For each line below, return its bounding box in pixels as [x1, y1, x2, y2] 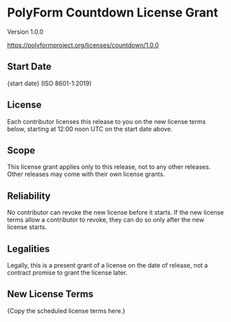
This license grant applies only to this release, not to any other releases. [7, 163, 211, 171]
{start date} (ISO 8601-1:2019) [7, 79, 92, 87]
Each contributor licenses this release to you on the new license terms [7, 117, 206, 125]
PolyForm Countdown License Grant [7, 5, 219, 21]
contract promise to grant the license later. [7, 268, 128, 277]
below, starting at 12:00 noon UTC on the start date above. [7, 125, 173, 133]
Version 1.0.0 [7, 28, 44, 36]
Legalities [7, 243, 50, 255]
